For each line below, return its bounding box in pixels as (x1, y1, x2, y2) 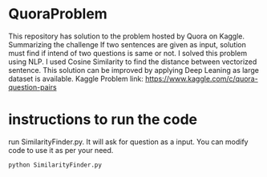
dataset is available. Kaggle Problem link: (8, 74, 144, 83)
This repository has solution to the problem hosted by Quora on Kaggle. (8, 31, 245, 41)
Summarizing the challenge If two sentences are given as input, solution (8, 39, 247, 49)
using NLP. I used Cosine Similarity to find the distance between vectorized (8, 57, 257, 66)
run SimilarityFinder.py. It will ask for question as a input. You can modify (8, 137, 249, 147)
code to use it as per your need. (8, 145, 114, 155)
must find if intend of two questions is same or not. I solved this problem (8, 48, 247, 58)
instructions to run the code (8, 111, 198, 129)
